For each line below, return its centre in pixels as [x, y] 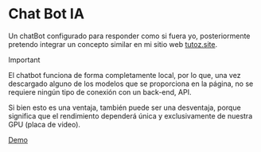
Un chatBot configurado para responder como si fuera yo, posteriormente [129, 36]
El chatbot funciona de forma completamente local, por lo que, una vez [125, 75]
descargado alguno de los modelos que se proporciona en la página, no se [131, 84]
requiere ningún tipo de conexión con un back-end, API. [100, 92]
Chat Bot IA [47, 14]
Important [24, 60]
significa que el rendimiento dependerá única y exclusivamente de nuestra [130, 115]
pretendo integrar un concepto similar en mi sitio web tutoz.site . [113, 44]
